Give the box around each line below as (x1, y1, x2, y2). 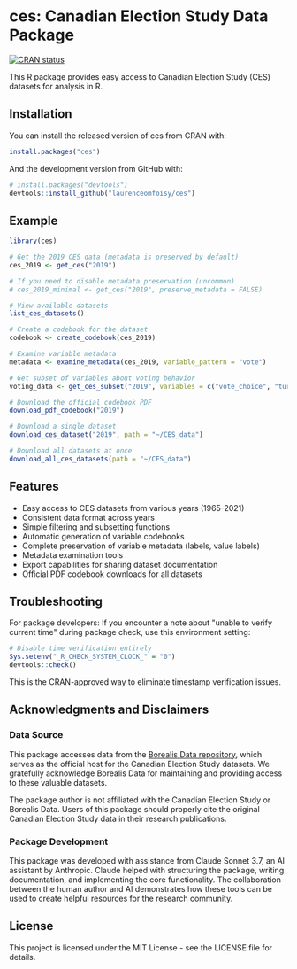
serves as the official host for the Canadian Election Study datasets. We (9, 758, 270, 769)
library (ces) (9, 236, 57, 245)
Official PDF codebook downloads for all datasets (21, 569, 203, 579)
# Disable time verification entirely (9, 644, 152, 653)
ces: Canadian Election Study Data (9, 6, 269, 27)
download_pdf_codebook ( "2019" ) (9, 406, 125, 415)
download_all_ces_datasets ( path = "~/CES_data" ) (9, 454, 192, 463)
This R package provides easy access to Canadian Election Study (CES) (9, 71, 271, 81)
